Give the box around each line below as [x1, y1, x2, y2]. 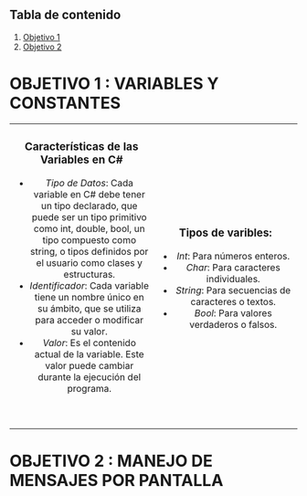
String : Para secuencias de [175, 284, 291, 297]
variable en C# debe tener [33, 187, 146, 200]
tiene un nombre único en [34, 290, 144, 303]
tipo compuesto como [42, 233, 137, 246]
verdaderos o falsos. [189, 319, 278, 332]
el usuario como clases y [36, 256, 143, 269]
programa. [67, 382, 112, 395]
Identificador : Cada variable [29, 279, 149, 291]
